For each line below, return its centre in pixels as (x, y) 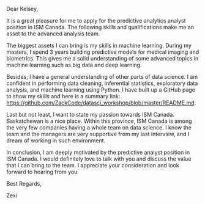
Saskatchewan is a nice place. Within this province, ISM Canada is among (99, 121)
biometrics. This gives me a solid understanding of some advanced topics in (102, 58)
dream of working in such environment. (56, 140)
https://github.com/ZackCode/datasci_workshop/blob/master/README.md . (101, 103)
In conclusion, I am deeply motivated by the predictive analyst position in (98, 152)
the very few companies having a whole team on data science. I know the (99, 127)
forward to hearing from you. (43, 172)
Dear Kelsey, (22, 9)
